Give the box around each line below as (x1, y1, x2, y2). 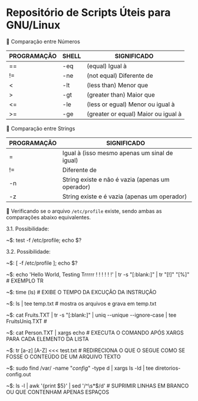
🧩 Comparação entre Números (6, 38, 81, 45)
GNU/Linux (6, 18, 61, 32)
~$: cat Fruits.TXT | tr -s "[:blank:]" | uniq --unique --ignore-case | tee (6, 311, 177, 318)
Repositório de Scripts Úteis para (6, 6, 171, 19)
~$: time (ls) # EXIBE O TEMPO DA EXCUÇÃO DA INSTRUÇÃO (6, 288, 157, 295)
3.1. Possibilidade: (6, 225, 49, 232)
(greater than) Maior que (87, 90, 155, 98)
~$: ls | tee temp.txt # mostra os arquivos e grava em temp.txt (6, 300, 157, 307)
